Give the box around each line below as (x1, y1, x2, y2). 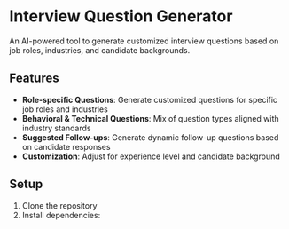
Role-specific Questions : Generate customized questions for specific (21, 94, 277, 105)
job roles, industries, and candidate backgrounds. (9, 44, 191, 55)
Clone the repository (21, 200, 98, 210)
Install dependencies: (21, 209, 101, 220)
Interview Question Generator (9, 6, 233, 27)
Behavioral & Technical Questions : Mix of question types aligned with (21, 113, 279, 123)
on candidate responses (21, 141, 111, 152)
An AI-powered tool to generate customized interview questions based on (9, 36, 279, 46)
